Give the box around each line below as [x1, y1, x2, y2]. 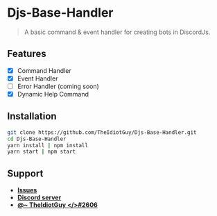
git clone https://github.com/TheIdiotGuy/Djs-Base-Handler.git [7, 128, 197, 136]
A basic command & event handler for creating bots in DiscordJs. [24, 28, 211, 36]
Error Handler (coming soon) [17, 82, 99, 90]
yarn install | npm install [7, 142, 89, 149]
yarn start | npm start [7, 148, 76, 156]
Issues [17, 186, 37, 194]
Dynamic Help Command [17, 90, 89, 98]
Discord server [17, 193, 62, 202]
